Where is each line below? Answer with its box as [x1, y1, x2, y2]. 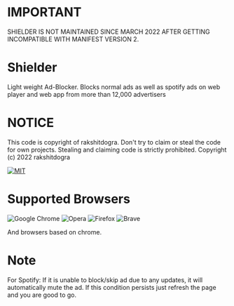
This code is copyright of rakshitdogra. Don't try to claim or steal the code [7, 138, 221, 146]
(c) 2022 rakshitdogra [7, 152, 71, 161]
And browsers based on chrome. [7, 227, 102, 236]
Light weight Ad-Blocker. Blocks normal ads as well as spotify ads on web [7, 82, 221, 91]
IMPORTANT [7, 4, 82, 20]
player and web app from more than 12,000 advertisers [7, 90, 166, 98]
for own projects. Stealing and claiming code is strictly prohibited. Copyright [7, 145, 227, 154]
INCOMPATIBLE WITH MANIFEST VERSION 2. [7, 34, 139, 43]
